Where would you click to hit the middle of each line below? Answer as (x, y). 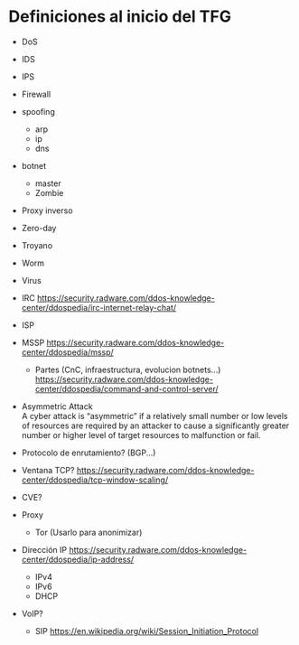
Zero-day (39, 228)
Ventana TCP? (48, 470)
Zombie (49, 192)
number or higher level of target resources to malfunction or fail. (141, 435)
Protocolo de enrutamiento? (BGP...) (89, 453)
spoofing (38, 111)
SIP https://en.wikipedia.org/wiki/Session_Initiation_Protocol (147, 631)
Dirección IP (44, 549)
